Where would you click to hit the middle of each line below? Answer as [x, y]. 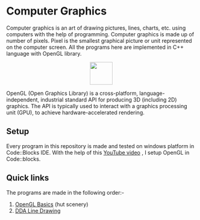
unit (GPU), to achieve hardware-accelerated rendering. [75, 112]
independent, [23, 99]
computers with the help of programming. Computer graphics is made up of [100, 34]
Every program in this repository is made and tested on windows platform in [100, 146]
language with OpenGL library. [44, 53]
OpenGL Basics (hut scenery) [52, 204]
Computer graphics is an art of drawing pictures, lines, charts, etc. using [96, 28]
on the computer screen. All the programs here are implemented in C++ [95, 47]
